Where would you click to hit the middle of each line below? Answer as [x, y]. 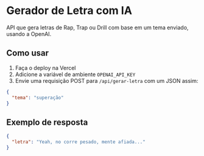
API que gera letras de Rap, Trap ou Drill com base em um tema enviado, [97, 27]
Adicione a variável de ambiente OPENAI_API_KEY [75, 74]
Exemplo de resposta [47, 122]
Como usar [28, 53]
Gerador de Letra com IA [69, 11]
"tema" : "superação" [38, 97]
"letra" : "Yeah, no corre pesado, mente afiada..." [79, 142]
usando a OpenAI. [29, 34]
